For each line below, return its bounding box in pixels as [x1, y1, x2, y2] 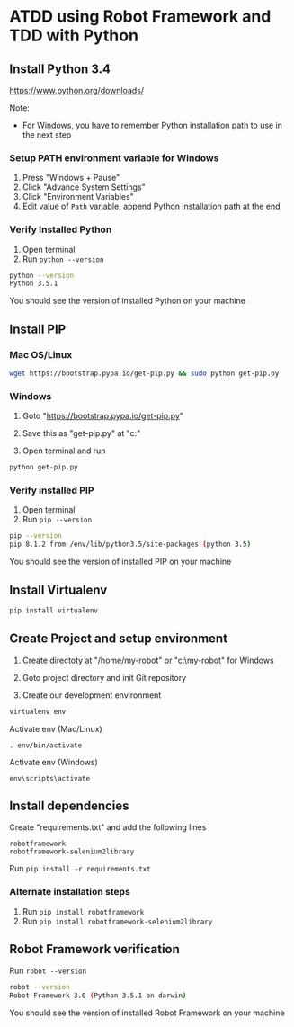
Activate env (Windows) [9, 756, 99, 767]
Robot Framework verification [9, 942, 180, 957]
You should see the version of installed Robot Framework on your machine [9, 1007, 285, 1018]
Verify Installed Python [9, 223, 112, 236]
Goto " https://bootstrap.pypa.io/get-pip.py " [22, 411, 184, 422]
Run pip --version [22, 514, 93, 525]
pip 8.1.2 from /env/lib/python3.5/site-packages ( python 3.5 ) [9, 540, 252, 549]
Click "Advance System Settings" [22, 182, 146, 192]
